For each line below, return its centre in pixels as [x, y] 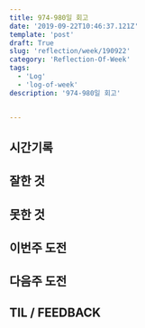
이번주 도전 [38, 248]
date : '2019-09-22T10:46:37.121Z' [74, 26]
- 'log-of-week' [48, 85]
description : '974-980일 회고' [65, 93]
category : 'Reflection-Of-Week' [70, 59]
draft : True [32, 43]
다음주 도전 [38, 282]
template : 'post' [42, 34]
